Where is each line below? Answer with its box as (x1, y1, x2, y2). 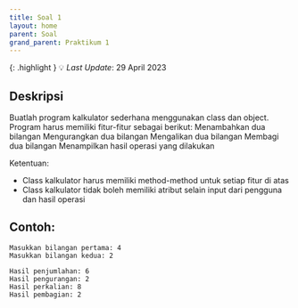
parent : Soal (9, 29, 58, 38)
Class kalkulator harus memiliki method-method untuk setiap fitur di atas (21, 175, 290, 186)
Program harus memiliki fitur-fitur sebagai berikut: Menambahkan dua (9, 122, 266, 133)
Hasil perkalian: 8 (9, 282, 82, 291)
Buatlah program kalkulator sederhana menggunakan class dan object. (9, 112, 269, 123)
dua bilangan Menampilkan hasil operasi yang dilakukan (9, 141, 215, 151)
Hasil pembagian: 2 (9, 290, 82, 299)
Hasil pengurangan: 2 (9, 274, 90, 283)
